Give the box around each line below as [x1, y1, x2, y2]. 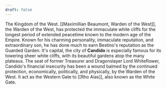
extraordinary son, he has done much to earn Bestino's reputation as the [5, 42, 154, 48]
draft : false [5, 7, 32, 12]
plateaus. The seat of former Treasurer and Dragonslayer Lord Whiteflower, [5, 58, 160, 64]
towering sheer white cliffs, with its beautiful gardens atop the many [5, 53, 145, 59]
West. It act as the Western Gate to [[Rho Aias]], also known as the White [5, 74, 156, 80]
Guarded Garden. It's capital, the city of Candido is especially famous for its [5, 47, 162, 53]
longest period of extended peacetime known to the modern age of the [5, 31, 151, 37]
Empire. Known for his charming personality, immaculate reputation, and [5, 37, 154, 43]
